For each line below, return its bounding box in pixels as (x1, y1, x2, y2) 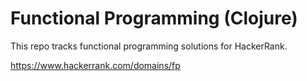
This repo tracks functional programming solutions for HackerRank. (10, 40, 288, 52)
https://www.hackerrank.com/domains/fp (10, 59, 181, 71)
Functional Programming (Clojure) (10, 7, 298, 30)
